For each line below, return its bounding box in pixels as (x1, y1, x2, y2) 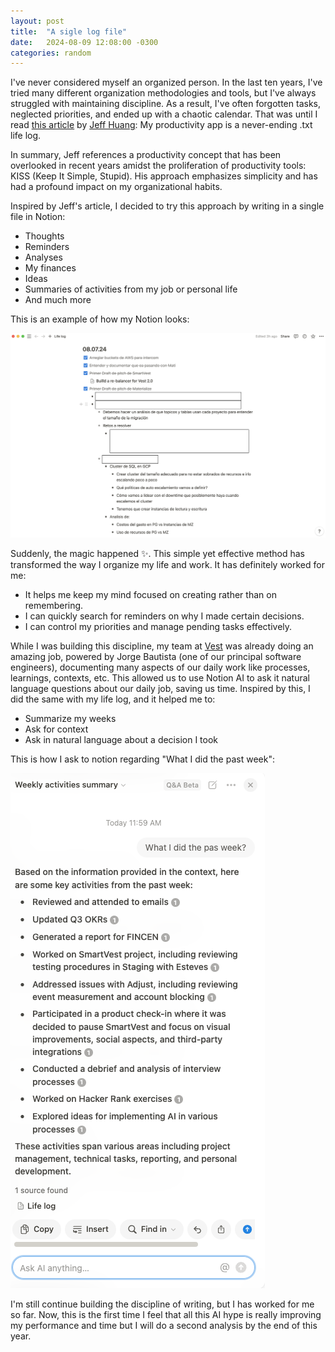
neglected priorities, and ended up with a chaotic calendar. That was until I (10, 108, 318, 120)
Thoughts (24, 230, 65, 242)
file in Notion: (10, 211, 66, 223)
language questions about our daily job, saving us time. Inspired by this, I (10, 682, 311, 694)
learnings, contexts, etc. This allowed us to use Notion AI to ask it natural (10, 671, 310, 684)
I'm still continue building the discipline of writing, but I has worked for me (10, 1298, 315, 1310)
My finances (24, 262, 77, 274)
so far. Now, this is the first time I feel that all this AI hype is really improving (10, 1308, 322, 1320)
